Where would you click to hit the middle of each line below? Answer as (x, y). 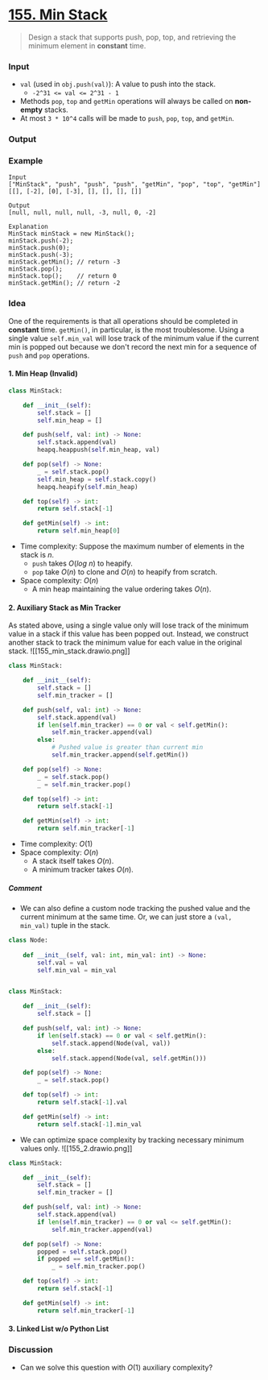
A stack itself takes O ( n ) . (73, 861)
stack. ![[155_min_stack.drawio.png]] (69, 651)
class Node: (28, 940)
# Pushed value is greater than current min (127, 748)
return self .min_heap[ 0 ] (79, 531)
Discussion (31, 1349)
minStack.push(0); (39, 248)
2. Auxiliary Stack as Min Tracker (65, 607)
